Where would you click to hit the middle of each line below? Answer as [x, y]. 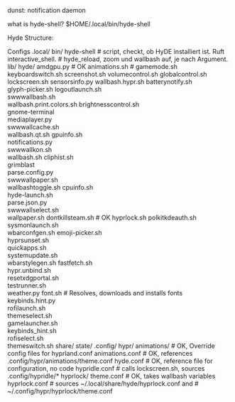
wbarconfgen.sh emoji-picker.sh [55, 233]
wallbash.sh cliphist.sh [40, 157]
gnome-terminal [31, 112]
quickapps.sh [27, 248]
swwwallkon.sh [30, 150]
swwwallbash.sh [32, 97]
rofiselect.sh [26, 338]
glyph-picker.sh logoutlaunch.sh [55, 89]
